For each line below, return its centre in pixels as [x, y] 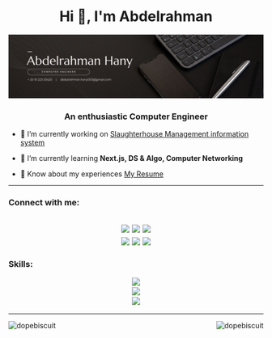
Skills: [21, 264]
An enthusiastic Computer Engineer [136, 116]
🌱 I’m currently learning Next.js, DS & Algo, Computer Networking [132, 158]
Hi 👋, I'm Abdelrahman [136, 17]
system [32, 143]
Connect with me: [44, 203]
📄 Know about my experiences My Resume [92, 174]
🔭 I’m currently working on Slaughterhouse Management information [134, 134]
